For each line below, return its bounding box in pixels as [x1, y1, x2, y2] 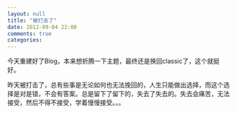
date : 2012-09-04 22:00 [7, 23, 78, 30]
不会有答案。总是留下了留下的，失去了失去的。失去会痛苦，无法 [44, 90, 230, 98]
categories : [7, 37, 42, 44]
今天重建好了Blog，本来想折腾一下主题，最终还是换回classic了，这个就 [7, 57, 214, 66]
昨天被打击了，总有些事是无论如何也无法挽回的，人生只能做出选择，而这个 [7, 81, 224, 89]
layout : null [7, 10, 46, 18]
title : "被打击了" [7, 17, 58, 24]
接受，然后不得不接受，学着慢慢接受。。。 [7, 98, 125, 107]
